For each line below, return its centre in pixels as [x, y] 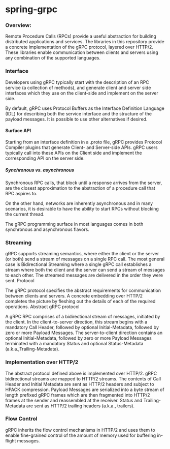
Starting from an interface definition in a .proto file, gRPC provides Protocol [84, 142]
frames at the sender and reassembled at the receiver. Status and [74, 400]
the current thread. [25, 214]
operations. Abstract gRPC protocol [42, 307]
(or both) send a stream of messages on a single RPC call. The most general [85, 259]
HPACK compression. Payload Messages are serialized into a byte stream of [85, 390]
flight [11, 440]
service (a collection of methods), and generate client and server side [78, 87]
